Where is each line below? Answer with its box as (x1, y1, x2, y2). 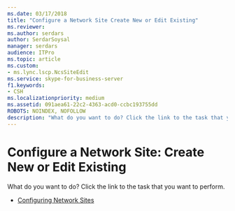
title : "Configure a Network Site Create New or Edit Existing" (7, 17, 199, 24)
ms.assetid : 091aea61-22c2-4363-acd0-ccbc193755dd (7, 101, 158, 108)
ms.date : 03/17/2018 (7, 10, 68, 17)
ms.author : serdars (7, 29, 64, 37)
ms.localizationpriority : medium (7, 95, 105, 102)
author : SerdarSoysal (7, 36, 71, 43)
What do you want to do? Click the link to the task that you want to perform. (7, 182, 225, 191)
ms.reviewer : (7, 23, 45, 30)
